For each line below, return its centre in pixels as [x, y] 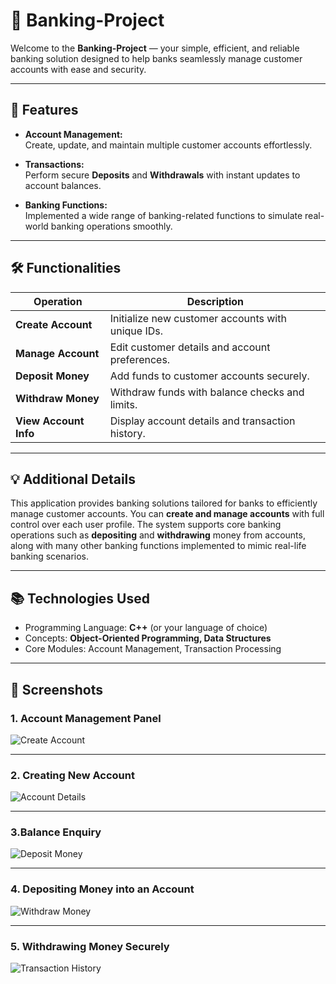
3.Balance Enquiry [56, 832]
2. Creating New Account [72, 775]
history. [127, 433]
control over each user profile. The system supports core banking [146, 525]
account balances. [63, 185]
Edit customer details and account [190, 347]
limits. [123, 404]
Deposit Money [52, 376]
